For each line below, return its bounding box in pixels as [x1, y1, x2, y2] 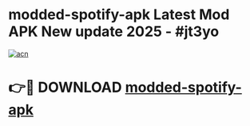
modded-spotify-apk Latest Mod [8, 6, 230, 24]
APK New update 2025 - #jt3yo [8, 22, 220, 41]
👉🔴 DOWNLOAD [8, 78, 122, 96]
